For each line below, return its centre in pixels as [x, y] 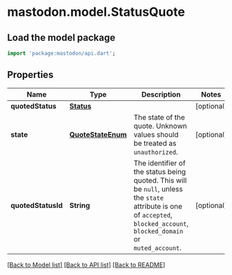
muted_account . [157, 247]
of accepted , [153, 215]
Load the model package [61, 38]
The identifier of [159, 163]
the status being [160, 171]
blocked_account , [161, 223]
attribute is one [158, 206]
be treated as [155, 143]
